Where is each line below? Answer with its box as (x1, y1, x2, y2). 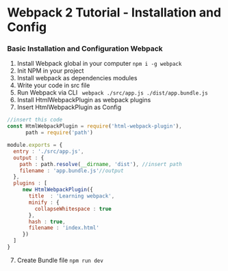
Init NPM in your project (16, 67, 84, 75)
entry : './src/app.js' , (13, 148, 84, 155)
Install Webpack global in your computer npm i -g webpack (16, 60, 182, 68)
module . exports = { (7, 142, 63, 149)
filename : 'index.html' (28, 224, 99, 231)
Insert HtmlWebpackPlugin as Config (16, 103, 122, 111)
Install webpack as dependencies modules (16, 74, 138, 82)
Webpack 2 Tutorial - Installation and (7, 5, 221, 21)
